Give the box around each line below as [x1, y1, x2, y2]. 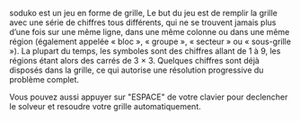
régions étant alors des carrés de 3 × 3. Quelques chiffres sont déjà [9, 56, 260, 65]
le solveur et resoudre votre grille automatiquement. [9, 101, 201, 111]
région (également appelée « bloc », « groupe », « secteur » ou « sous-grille [9, 36, 292, 47]
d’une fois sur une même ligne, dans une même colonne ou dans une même [9, 27, 290, 37]
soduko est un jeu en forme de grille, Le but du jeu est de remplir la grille [9, 8, 278, 18]
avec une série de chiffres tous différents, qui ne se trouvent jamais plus [9, 17, 277, 28]
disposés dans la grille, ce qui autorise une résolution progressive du [9, 65, 264, 75]
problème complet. [9, 74, 79, 84]
